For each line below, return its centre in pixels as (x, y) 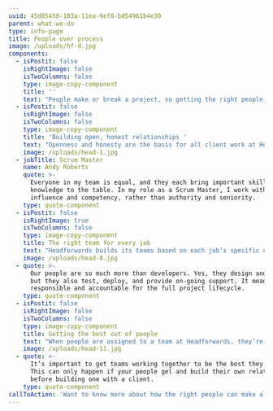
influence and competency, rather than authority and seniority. (143, 197)
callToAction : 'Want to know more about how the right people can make (132, 394)
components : (28, 54)
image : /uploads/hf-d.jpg (52, 46)
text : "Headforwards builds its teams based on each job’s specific (141, 251)
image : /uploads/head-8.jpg (70, 258)
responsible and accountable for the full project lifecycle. (137, 289)
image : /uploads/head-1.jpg (70, 152)
